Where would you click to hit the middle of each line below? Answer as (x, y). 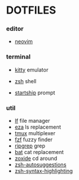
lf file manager (32, 121)
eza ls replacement (38, 127)
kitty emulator (32, 70)
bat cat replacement (39, 152)
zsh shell (25, 81)
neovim (24, 41)
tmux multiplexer (35, 133)
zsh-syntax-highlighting (44, 171)
